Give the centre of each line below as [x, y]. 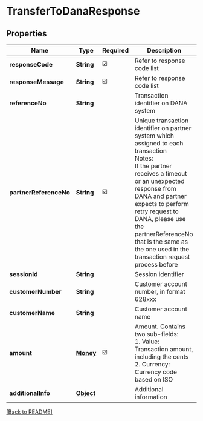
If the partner [153, 166]
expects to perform [162, 204]
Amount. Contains [160, 327]
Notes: [144, 158]
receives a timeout [161, 174]
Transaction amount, [164, 349]
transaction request [162, 257]
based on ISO [154, 380]
